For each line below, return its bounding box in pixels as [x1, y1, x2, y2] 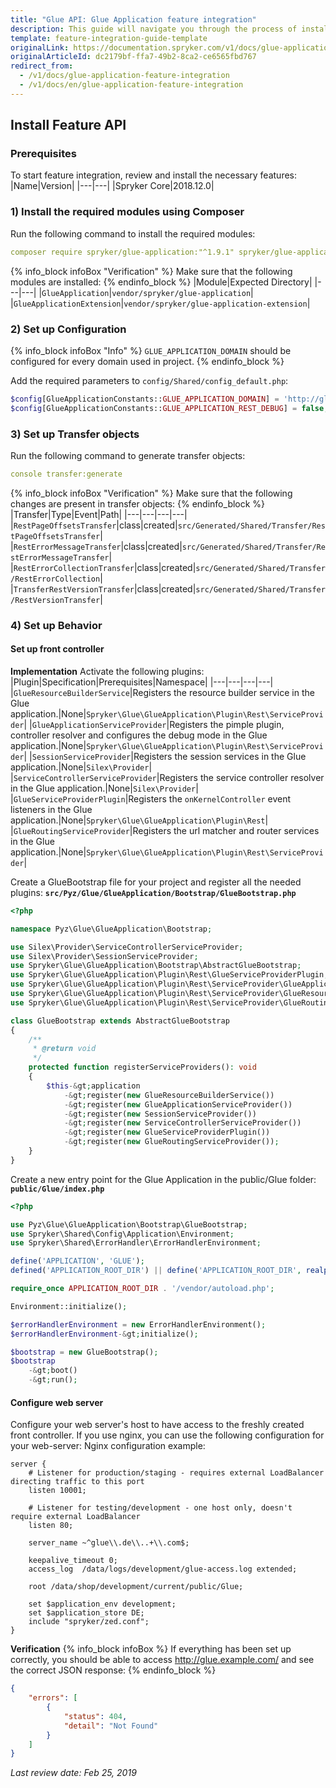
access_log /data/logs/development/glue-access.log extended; [28, 1564, 298, 1575]
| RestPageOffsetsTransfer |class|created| [10, 519, 178, 531]
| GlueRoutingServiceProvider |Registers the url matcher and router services [10, 824, 320, 836]
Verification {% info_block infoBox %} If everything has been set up [10, 1643, 292, 1655]
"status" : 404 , [63, 1711, 128, 1721]
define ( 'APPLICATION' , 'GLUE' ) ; [10, 1256, 145, 1266]
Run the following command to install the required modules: [10, 227, 256, 240]
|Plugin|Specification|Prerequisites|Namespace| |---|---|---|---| [10, 676, 274, 688]
